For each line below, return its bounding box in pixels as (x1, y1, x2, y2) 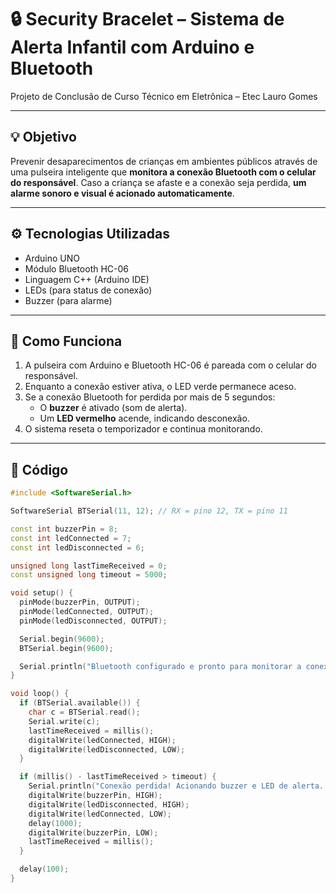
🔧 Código (10, 461, 69, 478)
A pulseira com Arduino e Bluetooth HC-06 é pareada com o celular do (24, 359, 317, 371)
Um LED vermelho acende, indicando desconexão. (39, 412, 250, 425)
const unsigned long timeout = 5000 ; (10, 570, 168, 580)
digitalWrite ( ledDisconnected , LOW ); (28, 744, 186, 755)
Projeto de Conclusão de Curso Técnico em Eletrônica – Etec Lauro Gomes (10, 90, 318, 102)
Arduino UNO (24, 252, 81, 264)
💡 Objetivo (10, 129, 77, 146)
